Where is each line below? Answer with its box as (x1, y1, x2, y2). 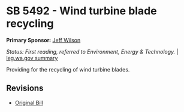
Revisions (6, 83, 44, 94)
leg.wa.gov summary (6, 54, 58, 61)
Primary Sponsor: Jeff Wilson (6, 36, 81, 43)
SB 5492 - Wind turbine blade (6, 4, 157, 18)
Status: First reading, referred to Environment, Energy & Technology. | (6, 48, 179, 55)
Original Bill (14, 99, 44, 106)
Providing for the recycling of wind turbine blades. (6, 66, 130, 73)
